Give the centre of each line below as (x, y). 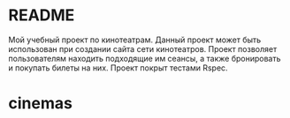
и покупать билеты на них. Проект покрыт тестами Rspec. (118, 68)
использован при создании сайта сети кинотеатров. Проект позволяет (143, 48)
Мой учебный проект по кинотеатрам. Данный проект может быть (135, 40)
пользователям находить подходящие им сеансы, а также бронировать (145, 58)
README (42, 15)
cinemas (40, 103)
